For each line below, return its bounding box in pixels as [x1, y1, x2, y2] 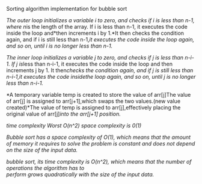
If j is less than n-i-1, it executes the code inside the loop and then [11, 60, 173, 67]
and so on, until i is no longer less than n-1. [6, 42, 113, 49]
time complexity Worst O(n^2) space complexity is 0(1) [6, 122, 142, 129]
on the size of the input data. [6, 147, 78, 153]
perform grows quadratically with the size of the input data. [6, 171, 155, 178]
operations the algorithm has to [6, 165, 85, 171]
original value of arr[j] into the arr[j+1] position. [6, 111, 121, 117]
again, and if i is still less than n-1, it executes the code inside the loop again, [6, 36, 194, 43]
